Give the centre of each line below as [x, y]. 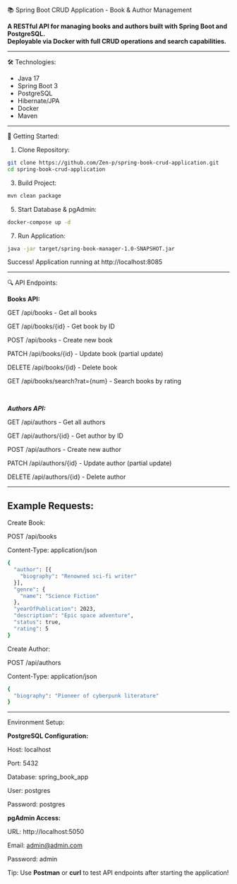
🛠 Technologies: [32, 62]
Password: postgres [36, 804]
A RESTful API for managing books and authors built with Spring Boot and [117, 26]
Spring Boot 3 [38, 86]
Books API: [24, 299]
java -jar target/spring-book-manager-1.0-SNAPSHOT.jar [91, 249]
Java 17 [29, 78]
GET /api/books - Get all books [52, 313]
